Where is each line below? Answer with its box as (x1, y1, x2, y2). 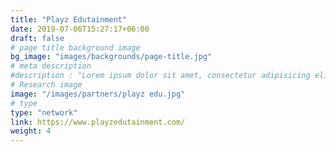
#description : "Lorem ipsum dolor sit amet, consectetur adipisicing (10, 71, 311, 81)
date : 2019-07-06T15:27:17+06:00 (10, 24, 150, 34)
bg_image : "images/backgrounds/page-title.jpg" (10, 52, 213, 62)
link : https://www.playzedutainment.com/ (10, 117, 186, 127)
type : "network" (10, 107, 78, 118)
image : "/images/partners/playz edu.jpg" (10, 89, 186, 99)
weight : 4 (10, 126, 52, 136)
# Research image (10, 80, 83, 90)
